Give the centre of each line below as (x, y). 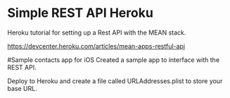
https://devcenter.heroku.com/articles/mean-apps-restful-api (96, 46)
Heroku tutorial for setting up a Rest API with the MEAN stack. (97, 32)
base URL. (22, 88)
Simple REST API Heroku (80, 13)
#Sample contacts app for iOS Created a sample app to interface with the (114, 60)
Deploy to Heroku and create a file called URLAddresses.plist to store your (115, 81)
